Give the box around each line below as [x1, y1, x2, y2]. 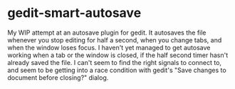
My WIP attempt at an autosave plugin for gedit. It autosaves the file [7, 28, 207, 37]
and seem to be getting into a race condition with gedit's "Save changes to [7, 66, 226, 74]
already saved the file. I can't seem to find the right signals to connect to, [7, 58, 222, 66]
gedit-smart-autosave [7, 5, 142, 21]
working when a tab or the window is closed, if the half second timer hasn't [7, 51, 229, 59]
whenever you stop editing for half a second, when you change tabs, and [7, 35, 222, 44]
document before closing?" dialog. [7, 73, 109, 82]
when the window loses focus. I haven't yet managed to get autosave [7, 43, 211, 52]
